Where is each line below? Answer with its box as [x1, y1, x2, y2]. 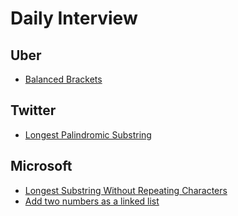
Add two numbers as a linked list [24, 195, 160, 207]
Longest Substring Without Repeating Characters [24, 184, 228, 196]
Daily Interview [10, 7, 138, 30]
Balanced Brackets [24, 73, 103, 85]
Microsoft [10, 158, 73, 175]
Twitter [10, 102, 57, 119]
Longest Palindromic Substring [24, 128, 152, 141]
